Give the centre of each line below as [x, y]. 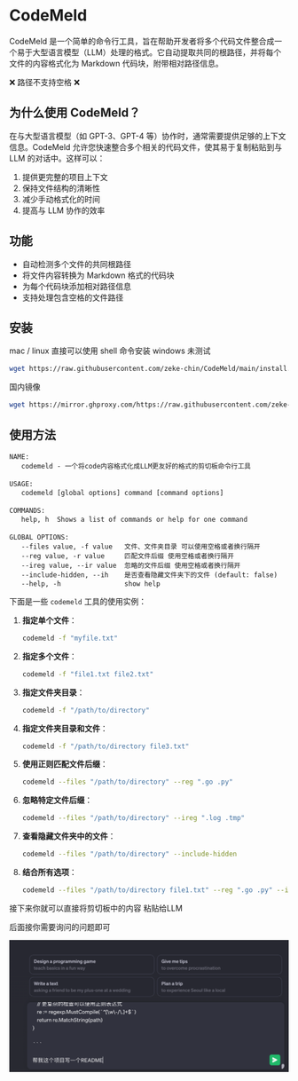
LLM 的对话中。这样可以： [57, 158]
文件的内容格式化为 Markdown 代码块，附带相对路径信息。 [116, 63]
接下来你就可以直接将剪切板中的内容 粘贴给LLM [96, 908]
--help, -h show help [91, 584]
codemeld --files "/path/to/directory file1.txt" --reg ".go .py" [147, 890]
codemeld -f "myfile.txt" [70, 638]
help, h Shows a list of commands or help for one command [134, 519]
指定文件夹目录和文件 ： [65, 728]
